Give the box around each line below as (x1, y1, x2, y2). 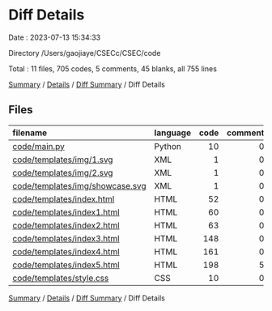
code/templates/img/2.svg (12, 167, 113, 178)
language (154, 127, 192, 138)
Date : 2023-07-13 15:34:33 (8, 32, 101, 42)
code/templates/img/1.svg (12, 154, 113, 165)
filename (12, 127, 48, 138)
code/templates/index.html (12, 193, 115, 204)
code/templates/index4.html (12, 245, 120, 257)
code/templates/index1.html (12, 207, 120, 218)
